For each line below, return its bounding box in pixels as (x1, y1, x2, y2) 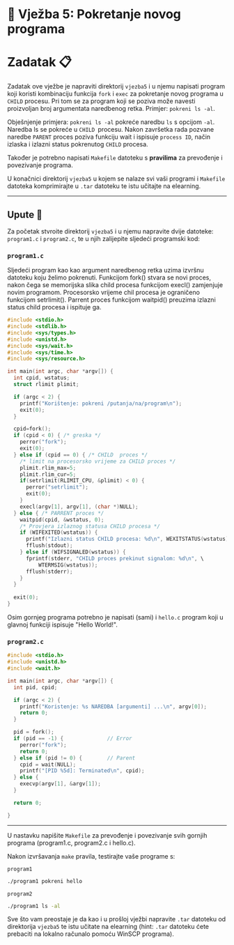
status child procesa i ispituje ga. (7, 303, 102, 312)
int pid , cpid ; (13, 684, 58, 691)
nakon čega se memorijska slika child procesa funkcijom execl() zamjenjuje (7, 281, 224, 289)
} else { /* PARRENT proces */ (13, 509, 104, 516)
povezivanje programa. (7, 161, 73, 169)
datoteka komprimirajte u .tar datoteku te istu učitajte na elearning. (7, 182, 201, 190)
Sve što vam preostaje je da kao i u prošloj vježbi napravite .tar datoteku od (7, 915, 226, 923)
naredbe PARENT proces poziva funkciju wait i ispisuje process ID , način (7, 132, 211, 141)
